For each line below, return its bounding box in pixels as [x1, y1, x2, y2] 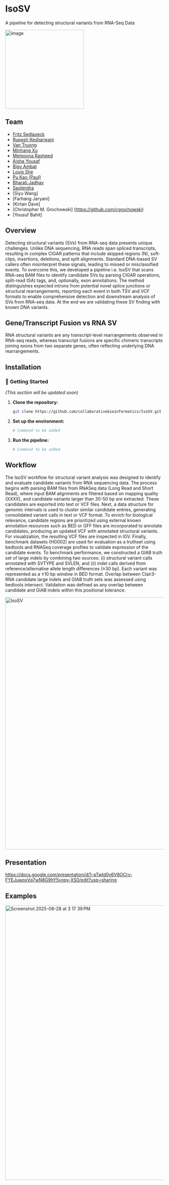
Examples [5, 892, 37, 900]
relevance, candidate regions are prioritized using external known [5, 517, 141, 523]
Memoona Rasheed [12, 153, 53, 159]
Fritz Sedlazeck [12, 131, 45, 137]
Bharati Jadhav [12, 179, 44, 185]
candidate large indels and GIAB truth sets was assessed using [16, 576, 146, 582]
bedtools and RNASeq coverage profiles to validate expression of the [5, 544, 148, 550]
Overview [5, 226, 37, 235]
